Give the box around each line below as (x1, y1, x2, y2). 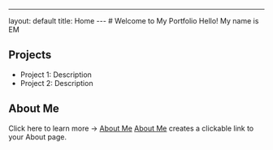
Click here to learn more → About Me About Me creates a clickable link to (8, 123, 254, 133)
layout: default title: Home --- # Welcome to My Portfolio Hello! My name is (8, 16, 259, 25)
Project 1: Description (19, 70, 92, 79)
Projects (8, 48, 52, 62)
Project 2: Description (19, 78, 93, 88)
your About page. (8, 131, 67, 142)
